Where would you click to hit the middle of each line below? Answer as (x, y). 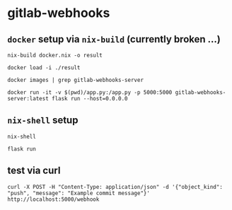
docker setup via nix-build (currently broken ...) (114, 39)
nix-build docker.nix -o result (55, 55)
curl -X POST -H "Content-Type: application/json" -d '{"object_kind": (115, 187)
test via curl (34, 171)
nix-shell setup (43, 121)
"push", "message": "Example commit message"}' (79, 193)
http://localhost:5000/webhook (53, 199)
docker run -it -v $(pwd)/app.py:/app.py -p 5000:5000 (90, 93)
